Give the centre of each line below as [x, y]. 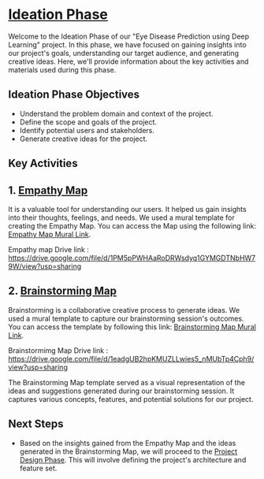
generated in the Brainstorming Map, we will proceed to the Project [128, 451]
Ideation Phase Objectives [74, 95]
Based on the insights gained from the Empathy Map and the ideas [128, 443]
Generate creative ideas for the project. [84, 139]
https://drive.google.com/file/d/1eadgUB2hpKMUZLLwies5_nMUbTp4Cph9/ [131, 358]
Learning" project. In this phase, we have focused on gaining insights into [127, 44]
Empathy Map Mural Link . [50, 234]
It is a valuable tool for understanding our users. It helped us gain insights [127, 209]
